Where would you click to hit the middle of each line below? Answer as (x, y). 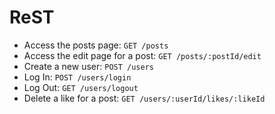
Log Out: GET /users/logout (81, 87)
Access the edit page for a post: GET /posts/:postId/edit (142, 55)
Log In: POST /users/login (77, 77)
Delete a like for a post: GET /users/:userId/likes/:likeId (144, 98)
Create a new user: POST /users (88, 66)
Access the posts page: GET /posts (96, 45)
